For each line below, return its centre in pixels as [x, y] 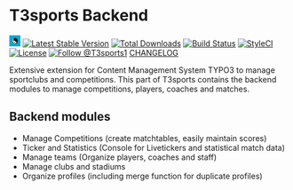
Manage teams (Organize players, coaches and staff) [119, 157]
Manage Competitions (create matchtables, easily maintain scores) [144, 138]
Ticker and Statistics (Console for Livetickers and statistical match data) [154, 147]
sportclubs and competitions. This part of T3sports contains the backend [143, 79]
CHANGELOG [154, 52]
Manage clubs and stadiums [74, 166]
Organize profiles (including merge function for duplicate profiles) [143, 176]
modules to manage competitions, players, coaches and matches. [130, 89]
